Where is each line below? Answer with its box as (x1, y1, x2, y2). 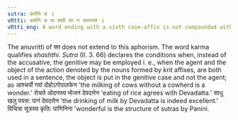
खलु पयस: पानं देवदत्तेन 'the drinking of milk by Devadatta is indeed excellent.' (7, 97, 218, 105)
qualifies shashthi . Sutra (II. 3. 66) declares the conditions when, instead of (7, 51, 227, 59)
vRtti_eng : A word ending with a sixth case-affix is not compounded (7, 23, 217, 30)
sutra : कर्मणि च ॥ (7, 10, 55, 18)
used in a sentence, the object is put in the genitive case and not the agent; (7, 73, 227, 82)
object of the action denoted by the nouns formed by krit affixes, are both (7, 66, 222, 74)
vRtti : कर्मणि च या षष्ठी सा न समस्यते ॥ (7, 17, 105, 24)
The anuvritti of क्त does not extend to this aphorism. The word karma (7, 43, 210, 52)
